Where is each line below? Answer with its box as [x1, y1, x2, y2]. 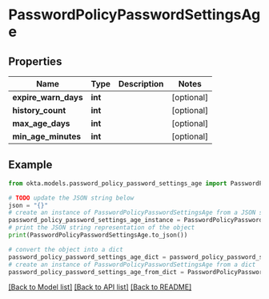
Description [118, 79, 164, 89]
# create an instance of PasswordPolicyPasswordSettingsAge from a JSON [8, 208, 256, 217]
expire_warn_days [12, 92, 83, 103]
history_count [12, 105, 66, 115]
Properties [8, 55, 62, 68]
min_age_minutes [12, 131, 82, 142]
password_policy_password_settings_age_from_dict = [8, 268, 184, 276]
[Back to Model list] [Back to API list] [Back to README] [8, 282, 192, 292]
